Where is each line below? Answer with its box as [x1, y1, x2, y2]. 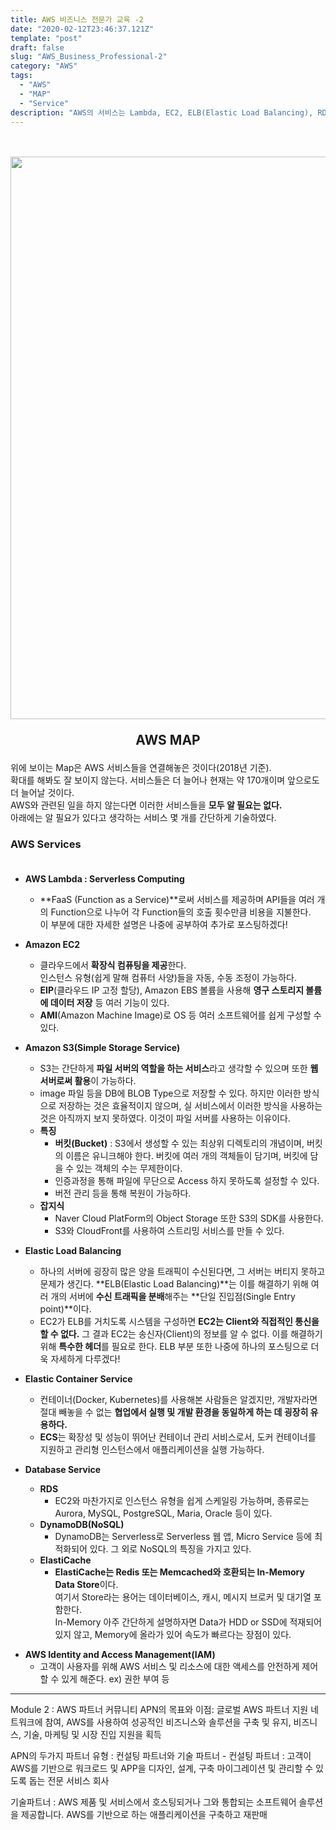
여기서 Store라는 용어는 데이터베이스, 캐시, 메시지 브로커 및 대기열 [54, 1591, 312, 1603]
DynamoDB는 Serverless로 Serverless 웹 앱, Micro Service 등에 [54, 1530, 313, 1542]
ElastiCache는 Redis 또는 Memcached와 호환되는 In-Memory [54, 1566, 305, 1578]
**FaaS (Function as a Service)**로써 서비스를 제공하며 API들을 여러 [39, 893, 315, 905]
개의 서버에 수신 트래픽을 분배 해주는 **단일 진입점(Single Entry [50, 1290, 296, 1302]
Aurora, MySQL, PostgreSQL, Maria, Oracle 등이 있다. [54, 1507, 273, 1519]
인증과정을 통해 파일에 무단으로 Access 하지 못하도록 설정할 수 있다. [54, 1174, 320, 1186]
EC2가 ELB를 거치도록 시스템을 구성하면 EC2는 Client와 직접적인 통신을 [39, 1315, 320, 1327]
